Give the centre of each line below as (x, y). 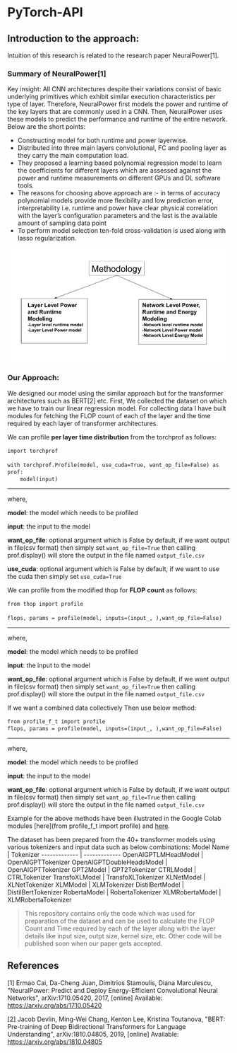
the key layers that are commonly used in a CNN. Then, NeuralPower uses (115, 112)
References (33, 966)
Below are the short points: (47, 127)
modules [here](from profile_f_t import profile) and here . (89, 826)
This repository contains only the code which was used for (110, 913)
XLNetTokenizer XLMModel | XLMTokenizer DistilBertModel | (96, 885)
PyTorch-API (45, 12)
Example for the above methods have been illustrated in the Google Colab (115, 818)
